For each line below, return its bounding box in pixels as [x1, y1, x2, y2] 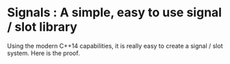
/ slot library [7, 19, 77, 35]
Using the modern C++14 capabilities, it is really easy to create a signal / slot [7, 42, 223, 50]
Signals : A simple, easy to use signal [7, 5, 222, 20]
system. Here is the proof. [7, 49, 80, 57]
